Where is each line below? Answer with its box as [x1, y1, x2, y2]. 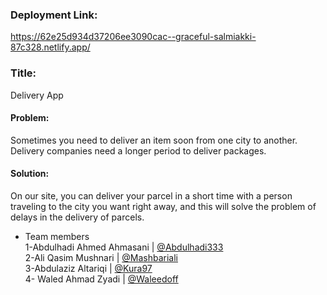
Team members [24, 231, 90, 242]
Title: [10, 66, 37, 80]
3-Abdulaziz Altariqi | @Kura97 [24, 263, 153, 274]
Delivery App [10, 89, 64, 101]
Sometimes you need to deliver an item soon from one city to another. [10, 134, 298, 146]
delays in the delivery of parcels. [10, 211, 145, 223]
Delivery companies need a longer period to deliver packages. [10, 144, 267, 157]
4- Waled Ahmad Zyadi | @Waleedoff [24, 273, 179, 285]
